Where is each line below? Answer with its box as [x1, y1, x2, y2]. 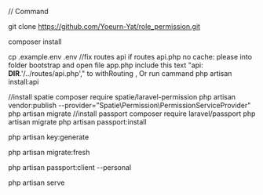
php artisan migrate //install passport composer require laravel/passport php [8, 109, 256, 118]
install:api [8, 78, 39, 86]
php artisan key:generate [8, 132, 89, 142]
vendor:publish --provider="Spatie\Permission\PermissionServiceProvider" [8, 101, 251, 110]
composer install [8, 37, 62, 46]
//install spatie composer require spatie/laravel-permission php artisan [8, 92, 236, 101]
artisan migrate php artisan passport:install [8, 117, 147, 126]
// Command [8, 7, 49, 16]
